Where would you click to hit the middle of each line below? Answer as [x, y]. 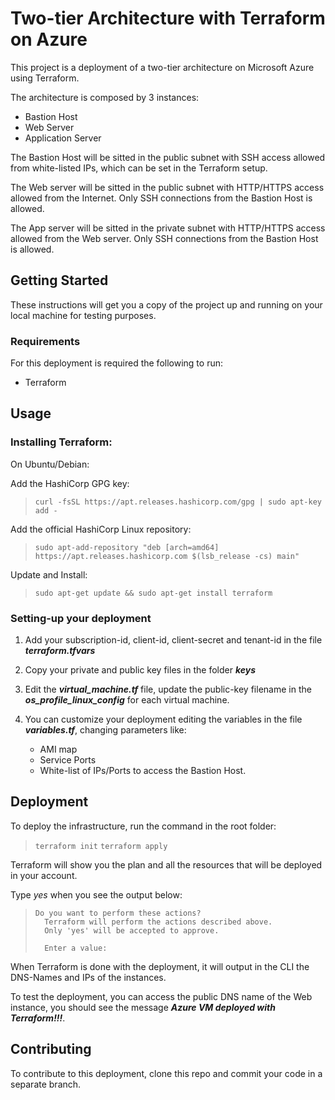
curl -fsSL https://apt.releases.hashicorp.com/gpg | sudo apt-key [178, 502]
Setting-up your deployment [81, 618]
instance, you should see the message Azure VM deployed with [143, 1007]
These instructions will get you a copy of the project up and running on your [166, 304]
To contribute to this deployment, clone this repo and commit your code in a [166, 1073]
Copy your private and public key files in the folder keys [140, 670]
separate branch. [46, 1084]
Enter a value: [76, 948]
